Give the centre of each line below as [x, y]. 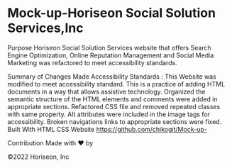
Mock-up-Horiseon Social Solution [112, 13]
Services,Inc [45, 28]
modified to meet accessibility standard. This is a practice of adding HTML [116, 84]
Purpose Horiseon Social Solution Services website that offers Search [109, 47]
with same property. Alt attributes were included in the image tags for [109, 114]
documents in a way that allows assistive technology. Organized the [106, 91]
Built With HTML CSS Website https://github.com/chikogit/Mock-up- [107, 129]
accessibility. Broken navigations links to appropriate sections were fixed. [115, 121]
